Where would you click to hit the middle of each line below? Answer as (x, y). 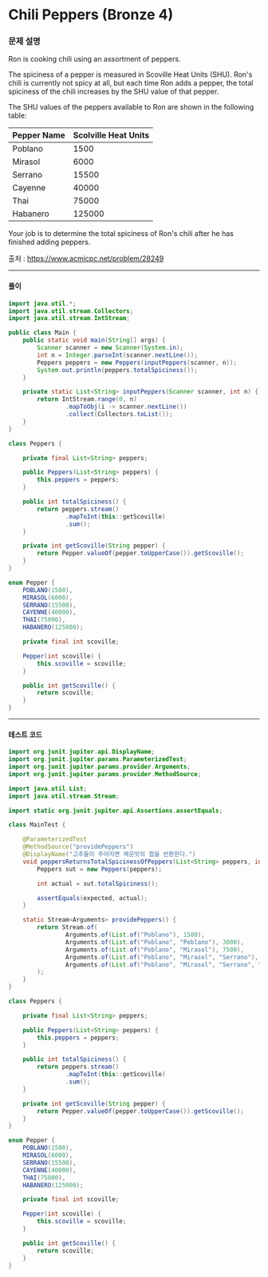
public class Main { (43, 333)
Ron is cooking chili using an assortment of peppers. (95, 59)
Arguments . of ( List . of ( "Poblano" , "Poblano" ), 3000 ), (155, 942)
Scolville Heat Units (111, 135)
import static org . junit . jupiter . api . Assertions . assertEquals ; (116, 811)
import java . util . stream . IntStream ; (69, 318)
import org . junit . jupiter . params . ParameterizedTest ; (98, 759)
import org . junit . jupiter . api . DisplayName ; (82, 752)
